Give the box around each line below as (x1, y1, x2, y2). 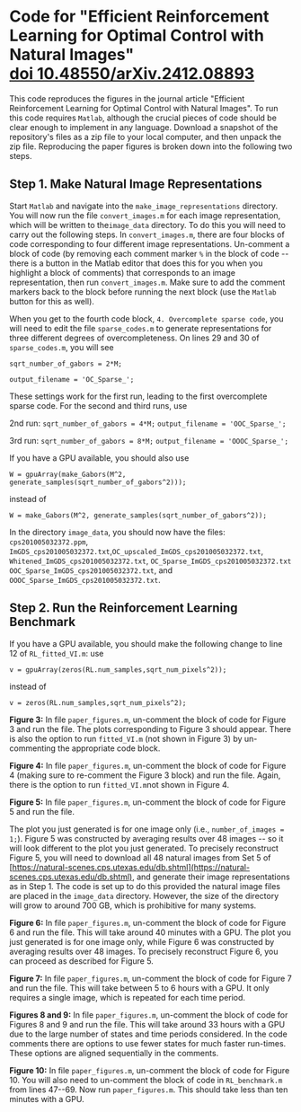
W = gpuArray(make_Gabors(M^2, (9, 470, 127, 479)
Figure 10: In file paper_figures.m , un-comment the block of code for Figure (9, 1064, 290, 1075)
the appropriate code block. (58, 743, 161, 754)
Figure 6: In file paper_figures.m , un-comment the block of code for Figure (9, 917, 287, 928)
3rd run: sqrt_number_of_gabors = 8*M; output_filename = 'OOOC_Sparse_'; (9, 435, 289, 446)
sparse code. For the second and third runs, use (9, 400, 188, 410)
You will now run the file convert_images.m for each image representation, (9, 209, 281, 221)
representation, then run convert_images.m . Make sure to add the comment (9, 277, 286, 287)
